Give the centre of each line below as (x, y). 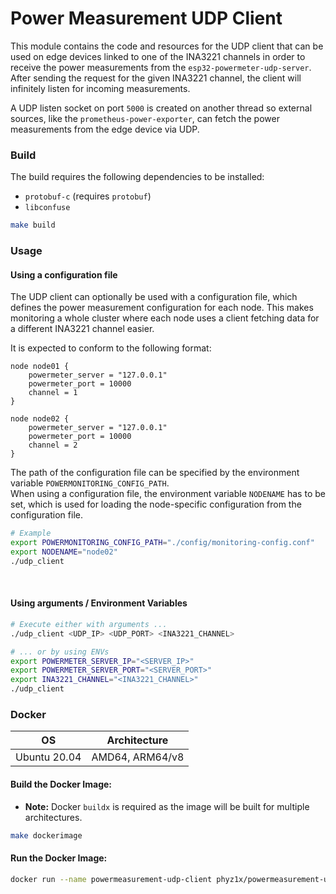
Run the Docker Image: (59, 858)
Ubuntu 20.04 (48, 757)
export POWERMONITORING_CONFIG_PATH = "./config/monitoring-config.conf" (162, 543)
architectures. (53, 817)
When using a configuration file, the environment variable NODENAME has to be (168, 494)
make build (33, 225)
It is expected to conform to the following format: (111, 348)
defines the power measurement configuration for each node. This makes (162, 308)
